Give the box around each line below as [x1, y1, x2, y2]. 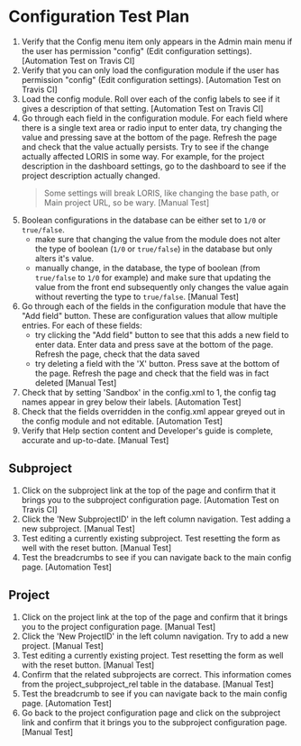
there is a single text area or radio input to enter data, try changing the [21, 122, 283, 132]
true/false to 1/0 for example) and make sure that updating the [34, 272, 271, 283]
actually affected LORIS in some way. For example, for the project [21, 150, 265, 161]
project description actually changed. [21, 169, 160, 181]
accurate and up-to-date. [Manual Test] [21, 434, 169, 445]
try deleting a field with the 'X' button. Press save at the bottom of [34, 358, 280, 368]
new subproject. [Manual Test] [21, 523, 136, 533]
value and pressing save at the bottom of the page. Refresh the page [21, 132, 278, 142]
